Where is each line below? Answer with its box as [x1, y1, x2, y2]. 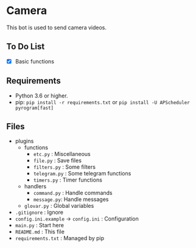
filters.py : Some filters [33, 163, 96, 171]
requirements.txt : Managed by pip [15, 235, 105, 242]
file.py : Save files [33, 157, 82, 165]
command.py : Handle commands [33, 190, 113, 197]
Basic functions [15, 57, 55, 65]
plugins [15, 138, 34, 145]
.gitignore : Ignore [15, 208, 64, 216]
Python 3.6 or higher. [15, 92, 68, 99]
